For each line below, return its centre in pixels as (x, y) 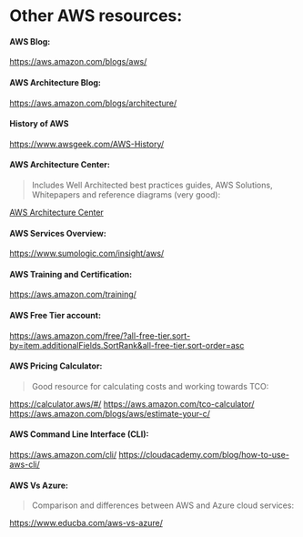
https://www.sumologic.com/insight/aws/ (87, 253)
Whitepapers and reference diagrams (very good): (126, 195)
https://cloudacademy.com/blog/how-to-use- (203, 455)
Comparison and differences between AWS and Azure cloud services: (162, 505)
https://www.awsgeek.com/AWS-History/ (87, 144)
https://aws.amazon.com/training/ (73, 294)
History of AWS (39, 124)
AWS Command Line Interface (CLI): (79, 434)
